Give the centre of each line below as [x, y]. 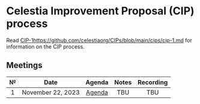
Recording [153, 82]
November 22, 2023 [51, 92]
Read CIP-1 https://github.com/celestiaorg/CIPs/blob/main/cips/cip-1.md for [99, 40]
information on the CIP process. [46, 47]
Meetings [25, 65]
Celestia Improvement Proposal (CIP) [100, 11]
